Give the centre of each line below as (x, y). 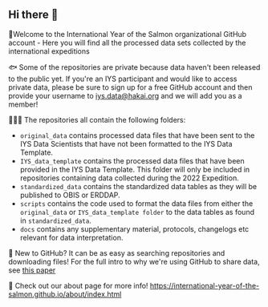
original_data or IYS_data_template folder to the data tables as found (137, 212)
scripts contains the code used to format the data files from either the (136, 203)
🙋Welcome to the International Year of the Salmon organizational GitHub (128, 34)
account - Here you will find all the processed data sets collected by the (127, 42)
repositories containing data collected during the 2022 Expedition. (129, 178)
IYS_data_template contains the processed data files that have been (132, 160)
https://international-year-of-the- (205, 285)
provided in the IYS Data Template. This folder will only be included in (135, 169)
